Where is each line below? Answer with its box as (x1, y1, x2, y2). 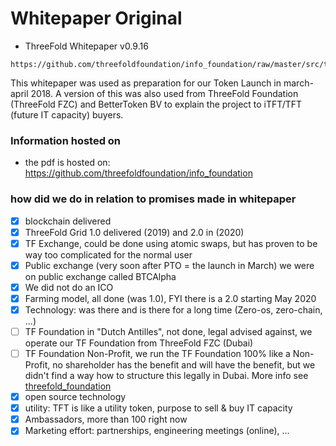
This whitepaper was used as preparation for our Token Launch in (10, 77, 282, 89)
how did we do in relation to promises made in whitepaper (10, 192, 297, 206)
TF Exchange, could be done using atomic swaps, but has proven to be (24, 237, 318, 249)
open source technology (24, 391, 127, 403)
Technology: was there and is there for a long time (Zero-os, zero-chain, (24, 303, 323, 316)
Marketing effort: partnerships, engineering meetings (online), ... (24, 425, 290, 437)
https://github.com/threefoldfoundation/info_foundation (24, 167, 253, 179)
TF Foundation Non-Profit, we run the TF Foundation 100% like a (24, 348, 291, 360)
